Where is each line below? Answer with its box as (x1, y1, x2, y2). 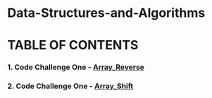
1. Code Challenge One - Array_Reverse (7, 62, 144, 72)
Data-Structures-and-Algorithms (7, 5, 206, 21)
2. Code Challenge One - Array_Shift (7, 81, 134, 91)
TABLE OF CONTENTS (7, 37, 139, 54)
